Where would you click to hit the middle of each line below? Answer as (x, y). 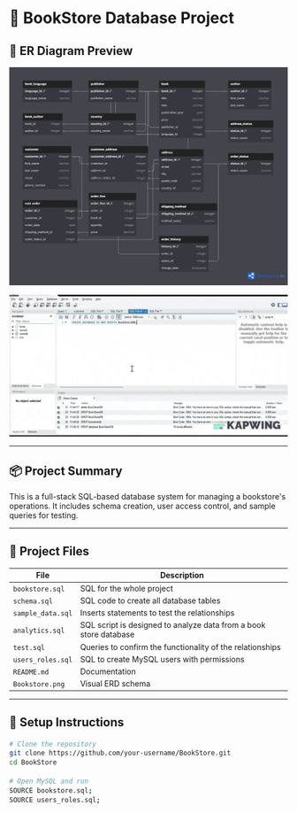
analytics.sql (39, 631)
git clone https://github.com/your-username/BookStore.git (120, 753)
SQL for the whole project (127, 588)
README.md (31, 672)
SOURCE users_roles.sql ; (55, 800)
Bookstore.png (39, 685)
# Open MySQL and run (49, 782)
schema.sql (33, 601)
